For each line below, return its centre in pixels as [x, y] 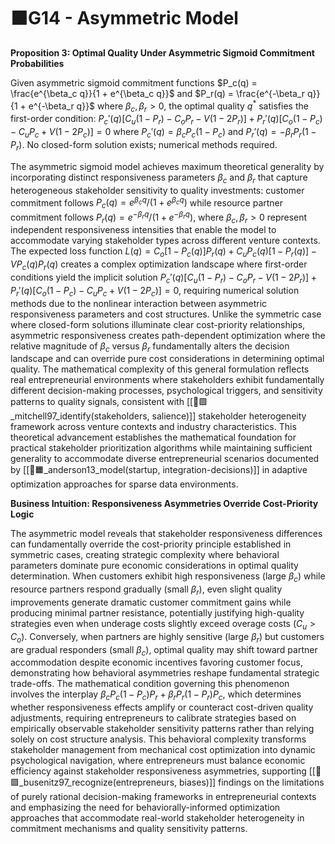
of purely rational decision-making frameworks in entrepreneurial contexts [163, 797]
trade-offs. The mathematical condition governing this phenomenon [150, 684]
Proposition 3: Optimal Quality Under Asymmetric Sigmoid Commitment [162, 52]
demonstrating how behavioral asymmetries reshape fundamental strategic [165, 673]
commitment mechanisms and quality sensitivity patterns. [129, 829]
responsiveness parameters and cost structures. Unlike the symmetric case [166, 314]
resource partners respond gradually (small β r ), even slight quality [146, 590]
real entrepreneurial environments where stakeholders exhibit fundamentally [167, 380]
